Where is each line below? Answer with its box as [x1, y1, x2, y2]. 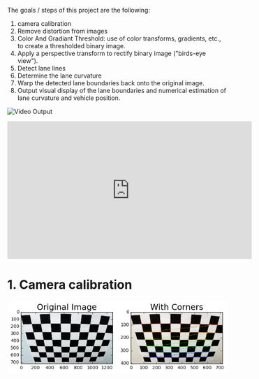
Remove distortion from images [17, 27, 108, 35]
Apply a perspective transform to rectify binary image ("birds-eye [17, 49, 206, 57]
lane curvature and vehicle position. [17, 94, 121, 102]
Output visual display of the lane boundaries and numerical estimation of [17, 87, 227, 94]
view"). [17, 57, 38, 65]
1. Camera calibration [7, 277, 133, 293]
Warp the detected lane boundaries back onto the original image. [17, 79, 205, 87]
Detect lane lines [17, 64, 66, 72]
